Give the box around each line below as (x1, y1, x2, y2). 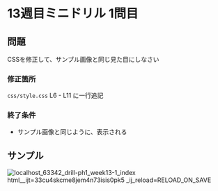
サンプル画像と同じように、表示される (17, 127, 127, 135)
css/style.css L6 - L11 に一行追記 (7, 91, 104, 100)
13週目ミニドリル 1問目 (7, 6, 139, 22)
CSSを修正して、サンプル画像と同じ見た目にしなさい (7, 56, 159, 63)
